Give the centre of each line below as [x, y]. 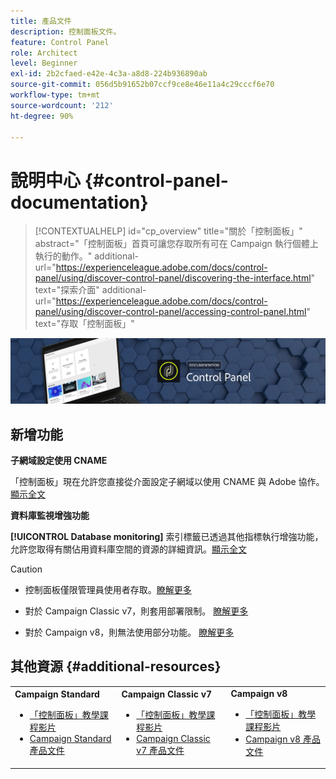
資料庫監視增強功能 [50, 515]
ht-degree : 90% [42, 116]
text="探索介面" [67, 290]
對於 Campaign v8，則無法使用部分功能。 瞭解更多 [129, 632]
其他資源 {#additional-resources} [116, 666]
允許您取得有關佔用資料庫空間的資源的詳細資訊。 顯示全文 [128, 549]
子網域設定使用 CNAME [59, 460]
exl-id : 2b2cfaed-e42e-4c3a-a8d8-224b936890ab [109, 74]
